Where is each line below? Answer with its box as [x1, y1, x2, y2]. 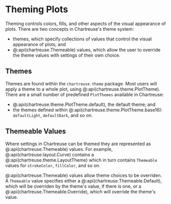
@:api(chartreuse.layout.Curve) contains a [5, 151, 94, 157]
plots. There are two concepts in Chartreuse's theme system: [5, 26, 134, 32]
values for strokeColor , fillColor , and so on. [5, 162, 101, 168]
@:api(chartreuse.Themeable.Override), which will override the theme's [5, 188, 156, 195]
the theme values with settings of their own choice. [12, 52, 121, 58]
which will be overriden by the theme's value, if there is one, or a [5, 183, 141, 189]
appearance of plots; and [12, 41, 66, 47]
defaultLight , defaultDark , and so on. [12, 112, 93, 118]
